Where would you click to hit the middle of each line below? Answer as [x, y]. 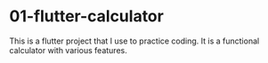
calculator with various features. [68, 50]
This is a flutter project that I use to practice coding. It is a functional [134, 41]
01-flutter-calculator [87, 16]
